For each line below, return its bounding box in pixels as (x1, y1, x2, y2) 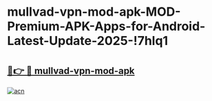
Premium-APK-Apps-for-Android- (7, 18, 206, 34)
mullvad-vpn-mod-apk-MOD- (7, 4, 181, 20)
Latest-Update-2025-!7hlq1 (7, 33, 169, 48)
